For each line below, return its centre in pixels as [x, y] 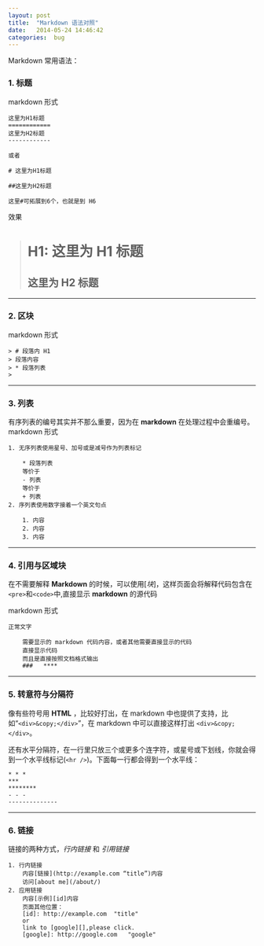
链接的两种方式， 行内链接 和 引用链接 [69, 849]
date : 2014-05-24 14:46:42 [56, 30]
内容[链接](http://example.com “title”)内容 [93, 874]
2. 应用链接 [26, 891]
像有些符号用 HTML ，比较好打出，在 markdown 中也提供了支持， [115, 713]
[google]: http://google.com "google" [89, 935]
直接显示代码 [40, 651]
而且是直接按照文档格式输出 [60, 659]
